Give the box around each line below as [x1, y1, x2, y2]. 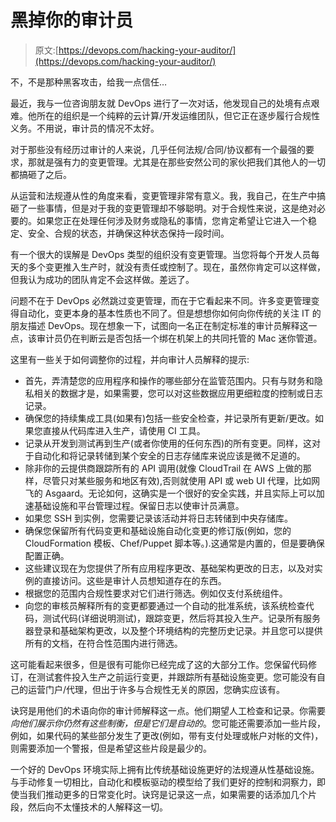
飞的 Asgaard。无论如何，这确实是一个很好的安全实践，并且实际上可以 [24, 487, 317, 499]
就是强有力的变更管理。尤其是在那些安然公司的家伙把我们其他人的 [36, 156, 308, 168]
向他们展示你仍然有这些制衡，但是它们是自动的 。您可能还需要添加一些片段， [10, 717, 326, 729]
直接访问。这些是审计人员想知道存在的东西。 [42, 574, 227, 586]
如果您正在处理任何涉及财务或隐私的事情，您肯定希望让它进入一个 [36, 214, 308, 226]
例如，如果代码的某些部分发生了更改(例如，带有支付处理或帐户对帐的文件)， [10, 729, 324, 741]
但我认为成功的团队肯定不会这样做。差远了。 [10, 273, 195, 285]
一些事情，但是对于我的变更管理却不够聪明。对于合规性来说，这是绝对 [27, 202, 317, 214]
